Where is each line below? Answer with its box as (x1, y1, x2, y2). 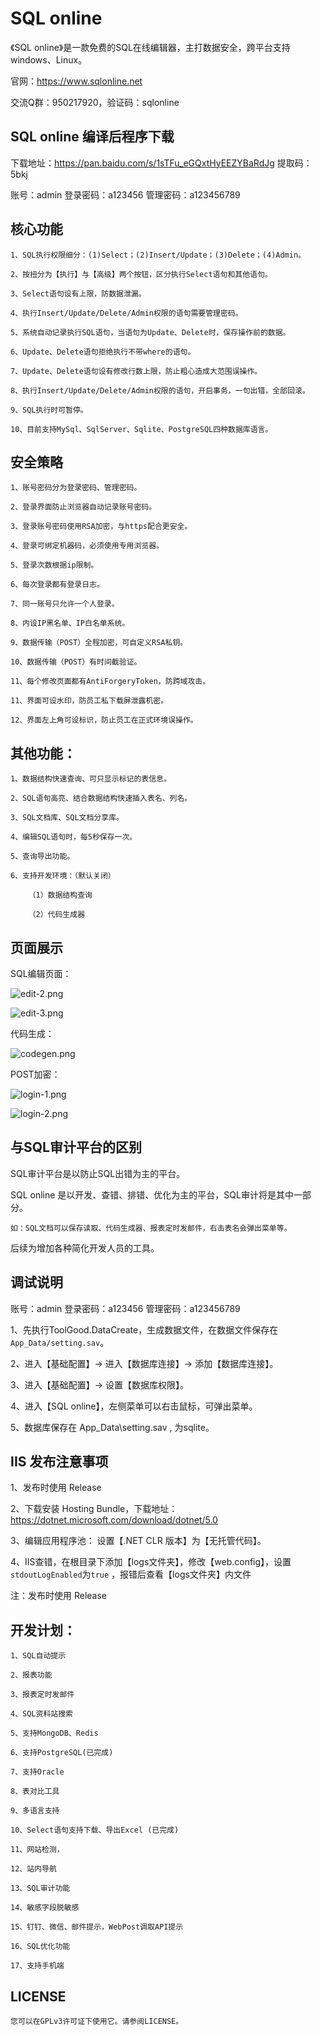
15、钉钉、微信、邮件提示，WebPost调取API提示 (10, 1922, 184, 1932)
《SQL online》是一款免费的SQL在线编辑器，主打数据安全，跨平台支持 (10, 41, 291, 53)
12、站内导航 (10, 1864, 57, 1874)
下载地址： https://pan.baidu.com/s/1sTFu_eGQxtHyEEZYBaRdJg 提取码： (10, 157, 313, 169)
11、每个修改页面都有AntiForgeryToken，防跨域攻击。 (10, 677, 211, 687)
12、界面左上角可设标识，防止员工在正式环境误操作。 (10, 715, 198, 726)
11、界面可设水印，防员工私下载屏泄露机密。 (10, 696, 169, 706)
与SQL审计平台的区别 (10, 1139, 142, 1156)
